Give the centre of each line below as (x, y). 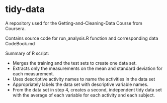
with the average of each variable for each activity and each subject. (83, 95)
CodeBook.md (20, 43)
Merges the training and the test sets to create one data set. (74, 63)
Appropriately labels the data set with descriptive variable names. (80, 84)
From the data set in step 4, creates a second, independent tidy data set (87, 89)
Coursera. (16, 28)
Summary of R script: (27, 53)
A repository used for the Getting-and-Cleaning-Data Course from (74, 23)
